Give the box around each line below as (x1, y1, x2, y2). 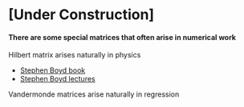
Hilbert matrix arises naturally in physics (8, 50, 141, 60)
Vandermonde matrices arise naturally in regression (8, 89, 180, 99)
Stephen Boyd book (19, 65, 86, 75)
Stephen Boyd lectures (19, 74, 96, 84)
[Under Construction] (8, 6, 155, 24)
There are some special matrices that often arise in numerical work (8, 32, 237, 42)
